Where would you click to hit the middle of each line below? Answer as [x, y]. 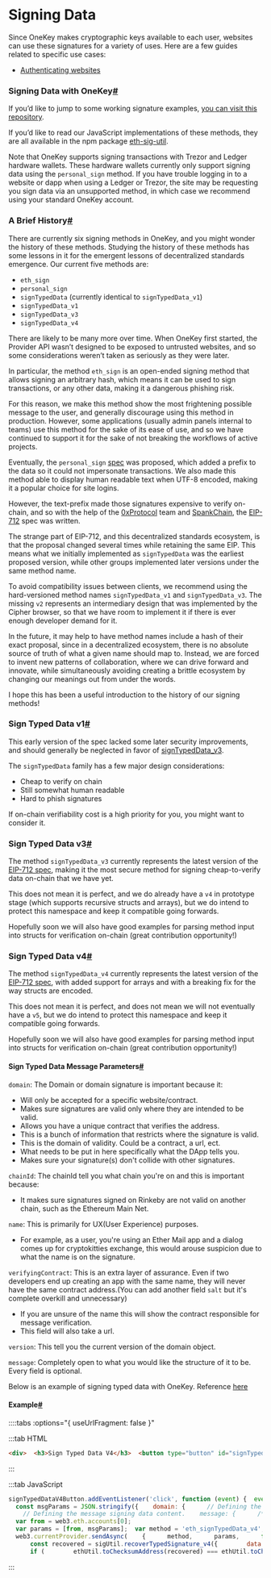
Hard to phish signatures [61, 798]
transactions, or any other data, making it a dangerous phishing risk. [122, 388]
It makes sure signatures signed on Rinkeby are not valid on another [133, 1200]
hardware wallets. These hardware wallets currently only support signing [129, 165]
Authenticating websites [60, 69]
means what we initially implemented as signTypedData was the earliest [126, 553]
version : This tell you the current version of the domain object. [112, 1346]
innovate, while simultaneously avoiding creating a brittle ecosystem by [127, 670]
